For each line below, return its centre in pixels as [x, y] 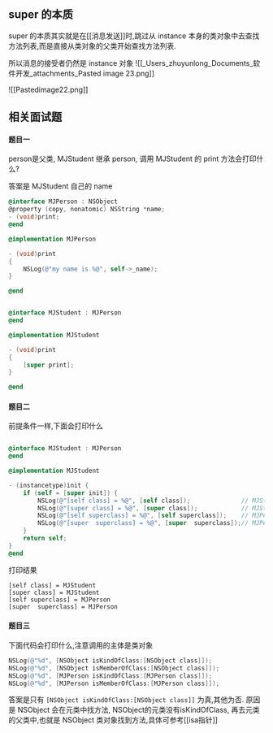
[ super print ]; [49, 365]
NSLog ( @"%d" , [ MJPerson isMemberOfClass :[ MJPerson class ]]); [114, 683]
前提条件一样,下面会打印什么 [56, 426]
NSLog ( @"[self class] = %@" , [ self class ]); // [143, 501]
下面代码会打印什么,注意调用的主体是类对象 [81, 645]
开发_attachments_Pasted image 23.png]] [85, 73]
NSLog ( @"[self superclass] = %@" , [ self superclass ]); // [143, 516]
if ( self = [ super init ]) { [70, 493]
